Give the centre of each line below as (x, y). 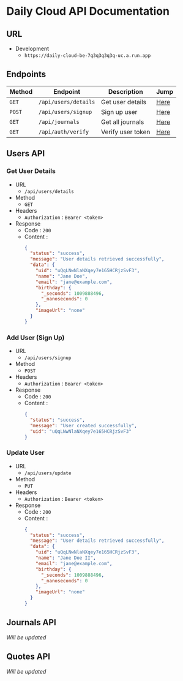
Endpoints (26, 74)
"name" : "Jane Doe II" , (66, 558)
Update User (25, 453)
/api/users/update (48, 473)
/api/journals (59, 122)
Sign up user (119, 112)
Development (32, 48)
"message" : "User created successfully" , (84, 425)
